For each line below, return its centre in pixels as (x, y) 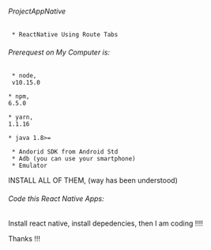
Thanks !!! (24, 238)
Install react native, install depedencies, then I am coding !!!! (106, 223)
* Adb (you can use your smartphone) (73, 159)
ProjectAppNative (37, 11)
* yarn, (21, 117)
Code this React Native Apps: (56, 199)
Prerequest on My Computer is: (59, 52)
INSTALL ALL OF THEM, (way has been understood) (93, 180)
